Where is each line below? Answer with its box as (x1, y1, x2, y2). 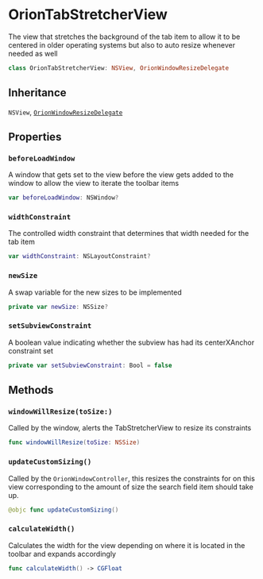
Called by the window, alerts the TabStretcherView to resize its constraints (8, 423, 252, 433)
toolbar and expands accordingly (8, 549, 117, 558)
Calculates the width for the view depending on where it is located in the (8, 540, 246, 550)
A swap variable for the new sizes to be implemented (8, 288, 183, 297)
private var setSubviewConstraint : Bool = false (8, 361, 172, 369)
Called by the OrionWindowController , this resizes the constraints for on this (8, 473, 256, 483)
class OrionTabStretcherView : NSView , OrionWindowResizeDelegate (8, 64, 229, 72)
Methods (8, 384, 54, 397)
